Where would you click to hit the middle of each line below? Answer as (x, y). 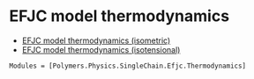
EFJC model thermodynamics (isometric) (96, 40)
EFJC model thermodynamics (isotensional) (101, 49)
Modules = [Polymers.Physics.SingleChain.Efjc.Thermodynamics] (128, 66)
